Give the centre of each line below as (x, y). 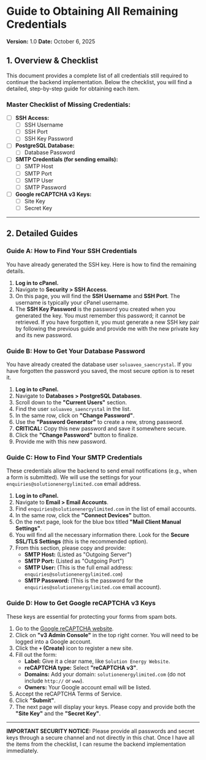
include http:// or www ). (54, 681)
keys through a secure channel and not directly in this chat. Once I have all (101, 737)
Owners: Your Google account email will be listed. (88, 687)
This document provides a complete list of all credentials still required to (97, 76)
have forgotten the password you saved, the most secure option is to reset (101, 370)
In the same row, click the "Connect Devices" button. (83, 515)
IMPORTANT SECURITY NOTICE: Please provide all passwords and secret (101, 731)
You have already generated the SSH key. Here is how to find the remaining (101, 264)
